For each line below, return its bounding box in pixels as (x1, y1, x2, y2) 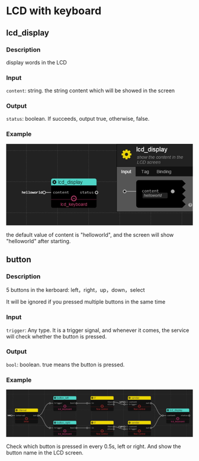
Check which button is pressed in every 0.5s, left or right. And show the (6, 443, 181, 450)
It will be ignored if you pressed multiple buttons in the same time (6, 298, 166, 305)
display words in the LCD (6, 59, 67, 66)
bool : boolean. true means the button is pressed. (6, 361, 125, 368)
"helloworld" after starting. (6, 237, 71, 244)
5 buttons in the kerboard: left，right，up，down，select (6, 286, 145, 294)
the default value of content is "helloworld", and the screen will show (6, 231, 174, 238)
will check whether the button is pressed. (6, 333, 107, 340)
